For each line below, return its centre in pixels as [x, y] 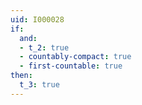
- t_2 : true [44, 47]
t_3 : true [39, 85]
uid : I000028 [37, 19]
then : [21, 76]
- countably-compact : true [75, 57]
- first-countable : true [71, 66]
